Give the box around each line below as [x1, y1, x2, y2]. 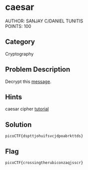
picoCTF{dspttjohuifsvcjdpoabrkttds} [5, 134, 84, 139]
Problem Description [5, 65, 71, 74]
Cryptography [5, 51, 34, 57]
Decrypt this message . [5, 79, 52, 85]
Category [5, 38, 35, 46]
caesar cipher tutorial [5, 106, 49, 112]
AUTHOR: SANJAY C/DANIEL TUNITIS [5, 18, 84, 24]
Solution [5, 120, 32, 129]
